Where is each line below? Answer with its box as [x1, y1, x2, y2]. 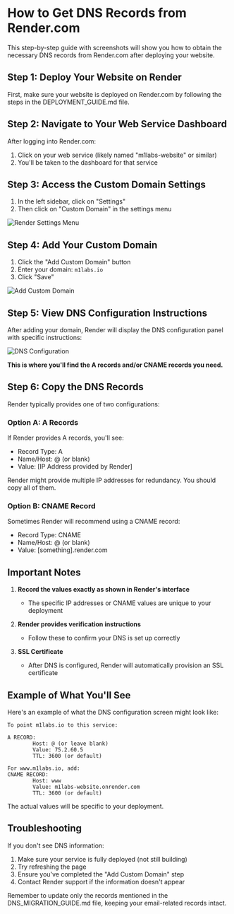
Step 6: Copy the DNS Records [7, 381, 144, 393]
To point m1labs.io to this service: [7, 722, 118, 729]
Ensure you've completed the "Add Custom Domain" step [17, 869, 185, 878]
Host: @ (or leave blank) [32, 740, 109, 747]
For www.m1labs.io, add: [7, 765, 80, 772]
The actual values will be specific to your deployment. [7, 802, 164, 811]
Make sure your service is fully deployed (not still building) [17, 855, 188, 863]
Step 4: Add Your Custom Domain [7, 239, 158, 251]
